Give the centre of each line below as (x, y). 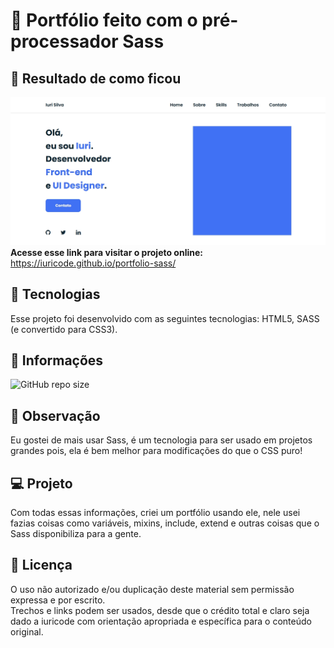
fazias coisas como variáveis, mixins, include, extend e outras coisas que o (165, 523)
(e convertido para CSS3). (64, 329)
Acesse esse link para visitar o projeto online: (106, 252)
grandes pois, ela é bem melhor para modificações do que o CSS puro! (156, 451)
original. (27, 631)
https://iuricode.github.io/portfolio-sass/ (93, 263)
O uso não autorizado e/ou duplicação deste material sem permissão (152, 589)
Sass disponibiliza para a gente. (76, 533)
